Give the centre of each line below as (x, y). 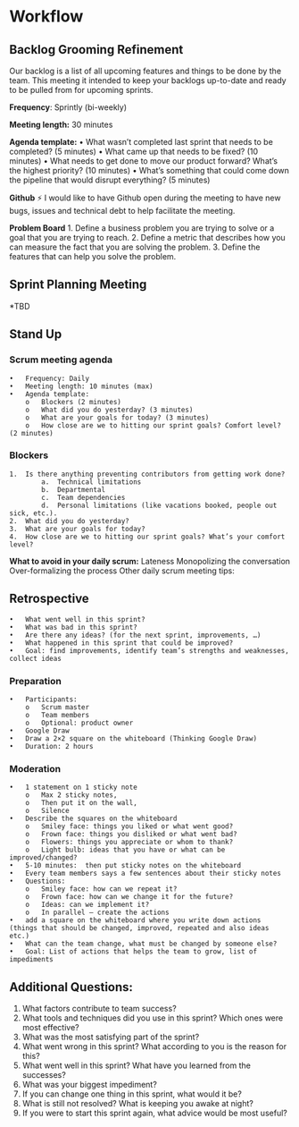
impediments (31, 960)
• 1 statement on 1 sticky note (74, 788)
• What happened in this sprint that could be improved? (121, 643)
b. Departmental (73, 489)
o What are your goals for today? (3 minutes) (117, 418)
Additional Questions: (71, 987)
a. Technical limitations (91, 482)
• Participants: (43, 699)
